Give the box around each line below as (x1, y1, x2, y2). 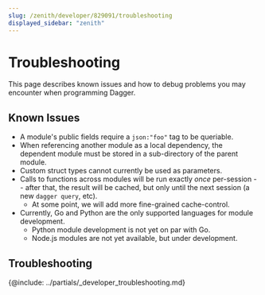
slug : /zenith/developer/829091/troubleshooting (8, 11, 173, 20)
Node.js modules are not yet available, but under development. (31, 234, 238, 243)
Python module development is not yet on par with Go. (31, 225, 211, 235)
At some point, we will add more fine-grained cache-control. (31, 200, 230, 209)
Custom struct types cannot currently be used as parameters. (19, 166, 223, 176)
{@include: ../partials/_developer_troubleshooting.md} (8, 278, 185, 287)
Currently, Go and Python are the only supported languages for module (19, 208, 253, 218)
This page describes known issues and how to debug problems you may (8, 80, 247, 89)
